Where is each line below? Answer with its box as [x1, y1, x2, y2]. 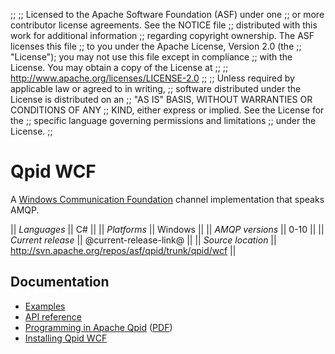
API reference [24, 310, 82, 323]
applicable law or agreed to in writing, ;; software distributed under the [10, 83, 302, 94]
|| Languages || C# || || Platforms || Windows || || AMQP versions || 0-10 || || [10, 223, 325, 235]
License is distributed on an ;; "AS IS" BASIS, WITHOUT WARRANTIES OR [10, 94, 313, 105]
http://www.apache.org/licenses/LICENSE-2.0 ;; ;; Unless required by [10, 72, 295, 84]
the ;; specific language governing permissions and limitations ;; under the [10, 115, 317, 126]
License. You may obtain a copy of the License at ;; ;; [10, 62, 229, 73]
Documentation [10, 274, 110, 291]
